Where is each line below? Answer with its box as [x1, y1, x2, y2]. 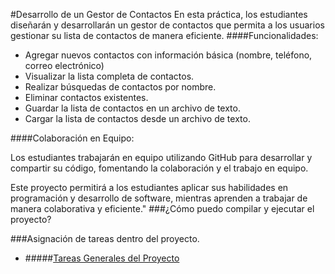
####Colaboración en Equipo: [10, 132, 135, 144]
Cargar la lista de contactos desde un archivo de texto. [24, 113, 251, 124]
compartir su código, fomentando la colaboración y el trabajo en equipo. [10, 162, 309, 174]
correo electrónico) [24, 60, 105, 71]
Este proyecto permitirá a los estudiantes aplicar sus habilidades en [10, 182, 289, 193]
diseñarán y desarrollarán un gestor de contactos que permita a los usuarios [10, 19, 325, 31]
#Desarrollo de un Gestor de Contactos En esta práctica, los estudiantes [10, 9, 308, 20]
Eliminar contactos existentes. [24, 92, 149, 103]
